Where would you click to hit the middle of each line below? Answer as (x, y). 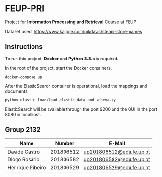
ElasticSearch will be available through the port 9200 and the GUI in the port (81, 109)
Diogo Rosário (24, 159)
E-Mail (117, 143)
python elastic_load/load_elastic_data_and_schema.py (61, 100)
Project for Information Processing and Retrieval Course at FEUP (71, 22)
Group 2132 (23, 130)
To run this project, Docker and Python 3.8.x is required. (62, 59)
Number (65, 143)
